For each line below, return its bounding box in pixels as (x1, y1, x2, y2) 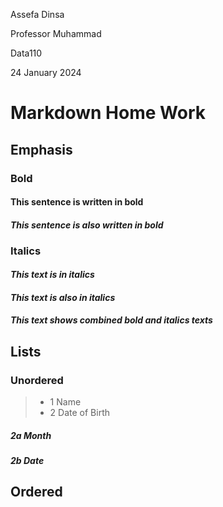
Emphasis (10, 141, 73, 158)
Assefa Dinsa (10, 9, 65, 20)
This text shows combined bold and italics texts (10, 314, 213, 326)
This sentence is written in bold (10, 196, 144, 208)
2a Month (10, 429, 52, 441)
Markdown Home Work (10, 102, 206, 124)
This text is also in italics (10, 291, 116, 303)
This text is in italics (10, 269, 95, 281)
